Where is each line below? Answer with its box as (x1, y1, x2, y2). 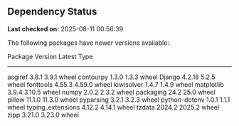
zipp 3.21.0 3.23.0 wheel (7, 110, 80, 119)
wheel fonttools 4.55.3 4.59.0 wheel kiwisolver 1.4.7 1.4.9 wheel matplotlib (7, 80, 224, 88)
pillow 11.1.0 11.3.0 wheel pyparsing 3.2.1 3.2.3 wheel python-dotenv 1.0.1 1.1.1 (7, 95, 230, 104)
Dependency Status (7, 6, 97, 18)
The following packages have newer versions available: (7, 38, 169, 47)
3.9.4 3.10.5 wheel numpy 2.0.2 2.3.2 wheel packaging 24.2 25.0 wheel (7, 88, 216, 96)
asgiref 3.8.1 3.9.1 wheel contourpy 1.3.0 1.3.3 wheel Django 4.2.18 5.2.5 (7, 73, 216, 81)
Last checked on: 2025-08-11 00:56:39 (7, 24, 124, 33)
